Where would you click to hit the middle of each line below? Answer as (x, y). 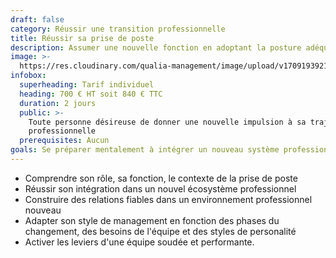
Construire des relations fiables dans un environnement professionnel (168, 199)
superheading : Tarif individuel (87, 85)
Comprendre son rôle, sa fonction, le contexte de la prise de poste (161, 178)
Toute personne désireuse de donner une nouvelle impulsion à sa (167, 122)
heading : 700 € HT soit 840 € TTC (91, 94)
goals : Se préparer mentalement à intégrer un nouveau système (145, 150)
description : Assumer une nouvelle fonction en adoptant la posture (156, 47)
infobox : (28, 76)
